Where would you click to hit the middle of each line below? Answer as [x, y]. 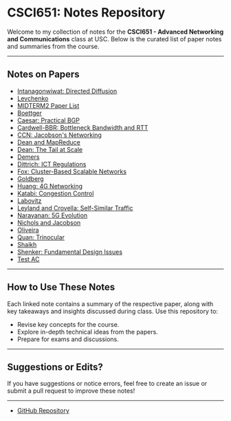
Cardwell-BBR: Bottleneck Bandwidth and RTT [82, 127]
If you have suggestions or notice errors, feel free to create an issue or [107, 384]
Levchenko [33, 98]
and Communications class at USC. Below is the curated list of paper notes [114, 39]
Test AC [28, 259]
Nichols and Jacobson [49, 222]
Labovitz [29, 200]
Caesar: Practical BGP [48, 120]
